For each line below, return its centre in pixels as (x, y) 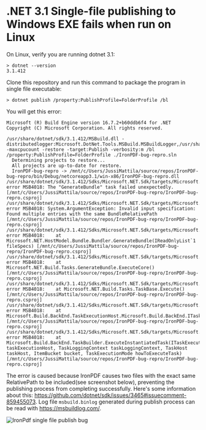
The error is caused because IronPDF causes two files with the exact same (101, 375)
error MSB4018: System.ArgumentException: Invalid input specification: (101, 209)
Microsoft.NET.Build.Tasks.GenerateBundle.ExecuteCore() (81, 267)
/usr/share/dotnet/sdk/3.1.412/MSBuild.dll (63, 139)
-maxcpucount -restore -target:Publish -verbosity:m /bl (81, 149)
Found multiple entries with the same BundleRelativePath (82, 214)
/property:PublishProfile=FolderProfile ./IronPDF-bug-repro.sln (91, 155)
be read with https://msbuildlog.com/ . (54, 408)
